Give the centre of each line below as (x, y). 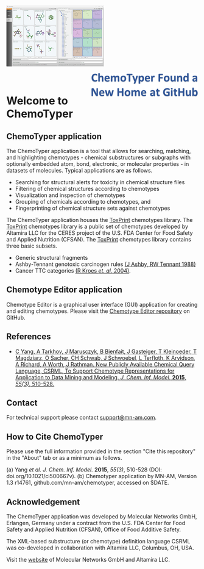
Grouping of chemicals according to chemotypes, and (83, 202)
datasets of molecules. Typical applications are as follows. (79, 170)
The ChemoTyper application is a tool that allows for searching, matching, (99, 151)
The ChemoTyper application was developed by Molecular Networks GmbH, (102, 517)
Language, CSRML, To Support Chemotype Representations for (95, 371)
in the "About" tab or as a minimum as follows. (64, 458)
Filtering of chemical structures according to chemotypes (87, 189)
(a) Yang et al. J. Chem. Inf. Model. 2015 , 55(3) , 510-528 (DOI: (84, 470)
